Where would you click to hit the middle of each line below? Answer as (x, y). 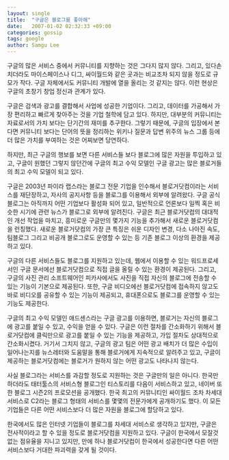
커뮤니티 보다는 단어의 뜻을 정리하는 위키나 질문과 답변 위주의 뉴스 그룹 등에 (120, 131)
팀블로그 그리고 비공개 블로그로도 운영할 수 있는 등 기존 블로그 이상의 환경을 (107, 238)
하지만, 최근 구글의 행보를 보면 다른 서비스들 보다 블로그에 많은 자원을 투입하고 (111, 154)
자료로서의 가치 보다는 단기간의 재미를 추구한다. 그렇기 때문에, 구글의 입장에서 (110, 123)
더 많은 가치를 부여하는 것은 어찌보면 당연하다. (68, 140)
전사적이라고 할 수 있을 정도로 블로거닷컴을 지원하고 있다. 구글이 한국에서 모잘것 (113, 433)
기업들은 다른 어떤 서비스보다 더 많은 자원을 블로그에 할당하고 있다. (95, 409)
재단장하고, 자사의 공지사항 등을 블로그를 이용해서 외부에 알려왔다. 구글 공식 (120, 195)
